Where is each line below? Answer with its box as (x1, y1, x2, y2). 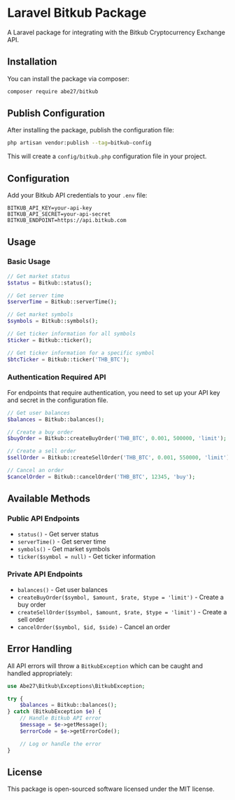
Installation (7, 56, 57, 68)
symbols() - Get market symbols (17, 544, 111, 553)
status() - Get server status (17, 530, 99, 538)
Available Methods (7, 492, 91, 505)
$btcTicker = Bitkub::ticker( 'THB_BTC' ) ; (7, 356, 130, 363)
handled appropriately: (7, 669, 73, 677)
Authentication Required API (7, 373, 106, 382)
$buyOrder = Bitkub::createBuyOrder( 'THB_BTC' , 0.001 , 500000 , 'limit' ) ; (7, 435, 227, 442)
